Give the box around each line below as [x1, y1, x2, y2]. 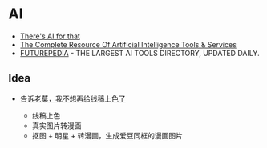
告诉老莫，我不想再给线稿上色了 [19, 94, 126, 103]
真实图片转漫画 [31, 121, 82, 130]
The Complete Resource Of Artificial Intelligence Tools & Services [19, 39, 237, 49]
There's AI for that [19, 31, 80, 41]
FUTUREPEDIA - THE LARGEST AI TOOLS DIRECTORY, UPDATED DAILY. [19, 48, 260, 58]
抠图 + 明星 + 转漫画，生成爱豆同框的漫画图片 [31, 130, 183, 140]
